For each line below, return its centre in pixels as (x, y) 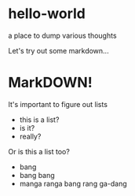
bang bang (37, 175)
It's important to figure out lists (58, 104)
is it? (27, 128)
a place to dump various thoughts (62, 35)
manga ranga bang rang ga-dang (73, 183)
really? (30, 136)
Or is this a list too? (39, 151)
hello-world (47, 14)
